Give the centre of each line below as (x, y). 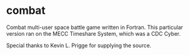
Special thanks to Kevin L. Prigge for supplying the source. (79, 45)
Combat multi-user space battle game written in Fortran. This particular (95, 27)
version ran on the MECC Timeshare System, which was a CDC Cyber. (93, 33)
